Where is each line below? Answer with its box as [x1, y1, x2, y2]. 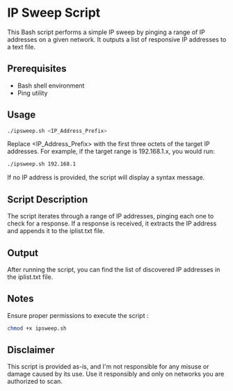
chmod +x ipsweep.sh [7, 325, 67, 332]
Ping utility [17, 88, 48, 97]
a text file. [7, 42, 36, 51]
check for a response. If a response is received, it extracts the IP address [7, 219, 217, 228]
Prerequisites [7, 63, 67, 74]
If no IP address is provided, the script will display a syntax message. [7, 173, 205, 182]
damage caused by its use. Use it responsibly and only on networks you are [7, 370, 225, 378]
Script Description [7, 193, 88, 205]
